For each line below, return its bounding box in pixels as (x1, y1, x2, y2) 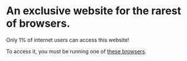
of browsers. (6, 17, 70, 30)
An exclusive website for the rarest (6, 4, 182, 18)
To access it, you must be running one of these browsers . (6, 47, 147, 54)
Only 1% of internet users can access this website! (6, 36, 130, 43)
